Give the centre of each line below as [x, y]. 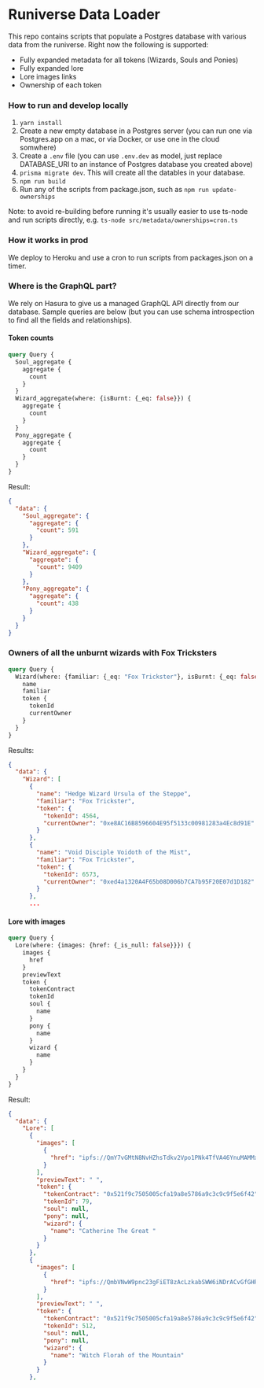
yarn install [41, 124]
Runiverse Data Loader [84, 15]
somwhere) [38, 148]
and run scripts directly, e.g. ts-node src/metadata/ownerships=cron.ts [123, 220]
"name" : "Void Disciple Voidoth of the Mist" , [114, 853]
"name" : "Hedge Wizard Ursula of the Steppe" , [114, 794]
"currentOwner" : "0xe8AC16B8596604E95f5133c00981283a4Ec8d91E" [149, 823]
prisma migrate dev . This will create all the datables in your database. [132, 173]
